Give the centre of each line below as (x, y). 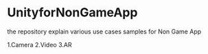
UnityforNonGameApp (72, 13)
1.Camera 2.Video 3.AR (39, 44)
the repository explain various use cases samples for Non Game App (104, 31)
